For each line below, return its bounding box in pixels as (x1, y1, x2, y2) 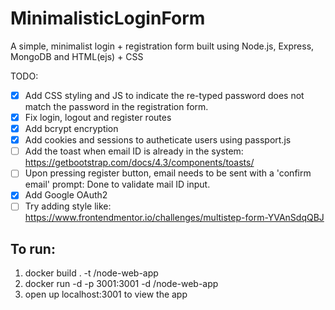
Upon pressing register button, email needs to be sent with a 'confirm (24, 167, 312, 179)
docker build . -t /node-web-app (24, 267, 159, 279)
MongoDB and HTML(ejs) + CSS (10, 50, 144, 62)
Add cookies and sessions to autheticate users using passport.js (24, 134, 292, 146)
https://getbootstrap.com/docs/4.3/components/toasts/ (24, 157, 255, 169)
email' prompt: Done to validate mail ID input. (24, 178, 211, 191)
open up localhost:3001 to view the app (24, 288, 188, 301)
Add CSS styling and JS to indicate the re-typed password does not (24, 89, 305, 101)
